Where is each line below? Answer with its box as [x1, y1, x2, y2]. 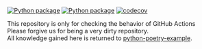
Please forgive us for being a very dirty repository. [7, 27, 149, 35]
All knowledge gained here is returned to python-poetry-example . [7, 34, 193, 42]
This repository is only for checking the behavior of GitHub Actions [7, 20, 196, 27]
